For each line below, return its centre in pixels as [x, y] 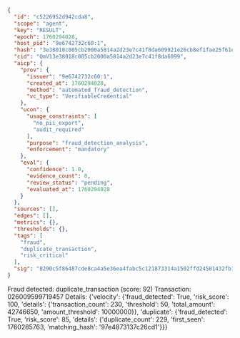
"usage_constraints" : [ [62, 116]
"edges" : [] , [33, 216]
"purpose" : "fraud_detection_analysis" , [87, 143]
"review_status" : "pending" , [70, 183]
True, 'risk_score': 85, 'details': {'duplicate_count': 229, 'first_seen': [106, 319]
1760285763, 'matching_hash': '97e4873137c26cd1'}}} [87, 327]
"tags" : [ [28, 235]
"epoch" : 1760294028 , [46, 37]
